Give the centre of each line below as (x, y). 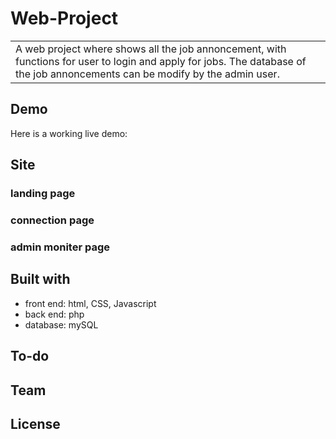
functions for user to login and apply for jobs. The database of (161, 61)
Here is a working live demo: (69, 133)
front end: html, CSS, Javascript (90, 303)
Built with (40, 279)
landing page (43, 194)
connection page (52, 220)
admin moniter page (60, 247)
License (35, 423)
